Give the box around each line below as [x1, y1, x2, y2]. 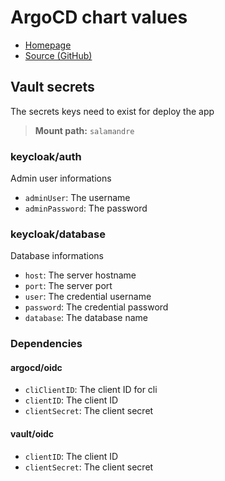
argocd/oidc [10, 361, 63, 373]
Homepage [24, 39, 72, 51]
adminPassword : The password [24, 202, 148, 215]
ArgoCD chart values [10, 6, 188, 29]
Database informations [10, 250, 105, 262]
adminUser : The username [24, 192, 131, 204]
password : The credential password [24, 301, 169, 313]
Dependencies [10, 337, 83, 351]
